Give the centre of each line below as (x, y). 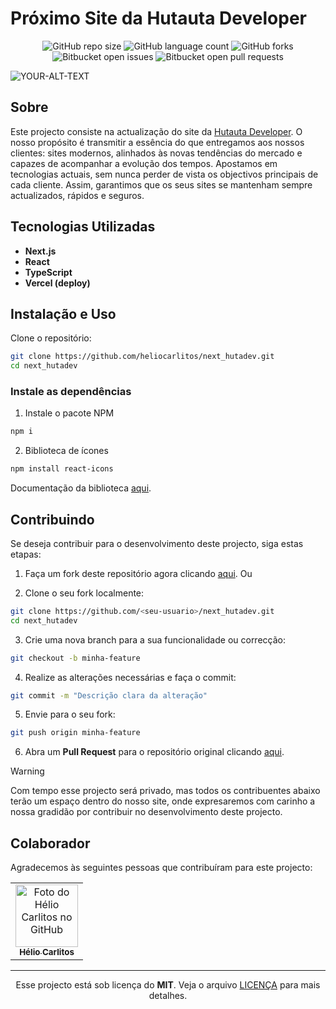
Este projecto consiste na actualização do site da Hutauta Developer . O (156, 131)
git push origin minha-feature (75, 733)
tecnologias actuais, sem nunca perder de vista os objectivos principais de (164, 174)
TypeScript (48, 272)
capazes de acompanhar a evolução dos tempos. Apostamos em (144, 163)
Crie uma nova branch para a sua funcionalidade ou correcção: (155, 639)
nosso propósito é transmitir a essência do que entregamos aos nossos (157, 142)
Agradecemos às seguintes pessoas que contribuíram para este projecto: (161, 868)
